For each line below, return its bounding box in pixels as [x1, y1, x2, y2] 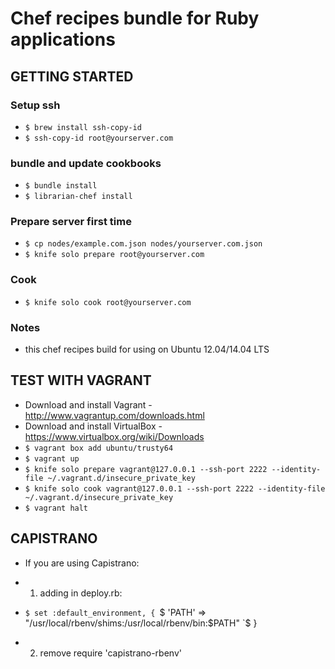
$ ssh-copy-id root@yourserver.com [24, 133, 174, 143]
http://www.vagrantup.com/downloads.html [24, 409, 205, 421]
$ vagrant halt [24, 503, 89, 513]
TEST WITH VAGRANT [10, 372, 152, 389]
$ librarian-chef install [24, 192, 133, 202]
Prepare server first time [10, 215, 132, 229]
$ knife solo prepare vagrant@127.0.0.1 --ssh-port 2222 [24, 464, 268, 474]
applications [10, 28, 116, 51]
